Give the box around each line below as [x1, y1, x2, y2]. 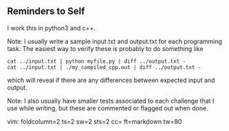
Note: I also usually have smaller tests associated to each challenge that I [7, 97, 215, 105]
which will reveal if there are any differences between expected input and [7, 76, 215, 84]
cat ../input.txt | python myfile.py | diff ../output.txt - [7, 58, 186, 65]
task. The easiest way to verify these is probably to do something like [7, 44, 204, 52]
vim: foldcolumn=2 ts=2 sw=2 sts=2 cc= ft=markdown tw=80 [7, 117, 182, 125]
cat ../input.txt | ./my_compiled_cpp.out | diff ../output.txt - [7, 63, 201, 71]
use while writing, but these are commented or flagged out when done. [7, 103, 208, 112]
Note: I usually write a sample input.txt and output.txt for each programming [7, 37, 222, 46]
